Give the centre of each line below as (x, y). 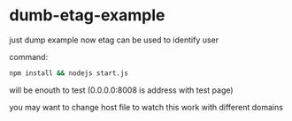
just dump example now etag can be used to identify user (114, 40)
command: (29, 57)
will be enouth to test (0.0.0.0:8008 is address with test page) (121, 90)
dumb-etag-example (87, 15)
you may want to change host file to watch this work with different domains (146, 107)
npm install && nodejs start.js (69, 73)
